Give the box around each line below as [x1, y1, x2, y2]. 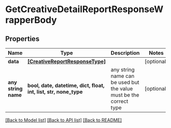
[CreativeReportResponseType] [27, 58, 106, 65]
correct [110, 98, 129, 105]
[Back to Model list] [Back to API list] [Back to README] [5, 117, 122, 123]
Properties [5, 34, 40, 43]
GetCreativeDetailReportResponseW [5, 4, 164, 15]
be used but [110, 79, 139, 86]
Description [110, 50, 140, 56]
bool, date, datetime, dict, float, [27, 82, 105, 89]
